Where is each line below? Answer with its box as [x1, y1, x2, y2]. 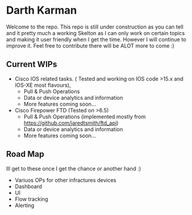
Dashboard [14, 182, 43, 190]
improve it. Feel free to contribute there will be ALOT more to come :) [6, 42, 175, 49]
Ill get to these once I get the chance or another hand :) [6, 165, 141, 172]
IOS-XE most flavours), [14, 81, 71, 88]
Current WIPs [6, 59, 58, 69]
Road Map [6, 149, 45, 159]
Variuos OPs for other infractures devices [14, 176, 117, 184]
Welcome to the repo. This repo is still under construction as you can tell [6, 23, 184, 30]
